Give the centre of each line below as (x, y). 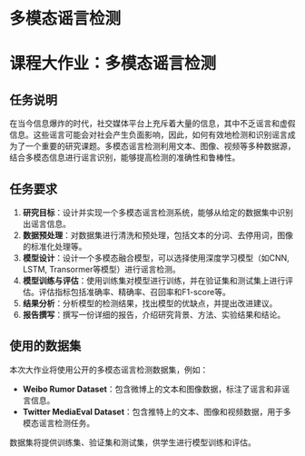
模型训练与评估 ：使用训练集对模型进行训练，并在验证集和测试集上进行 (154, 281)
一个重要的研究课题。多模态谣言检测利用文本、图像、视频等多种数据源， (160, 146)
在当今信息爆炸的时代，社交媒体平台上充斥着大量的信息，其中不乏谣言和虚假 (152, 124)
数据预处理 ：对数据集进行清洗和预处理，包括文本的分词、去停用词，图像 (157, 235)
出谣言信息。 (46, 224)
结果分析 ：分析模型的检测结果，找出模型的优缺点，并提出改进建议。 (150, 303)
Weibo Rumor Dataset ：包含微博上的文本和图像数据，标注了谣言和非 (152, 389)
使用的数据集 (45, 346)
